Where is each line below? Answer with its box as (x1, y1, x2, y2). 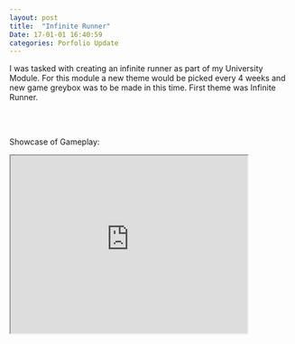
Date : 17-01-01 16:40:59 (9, 30, 103, 39)
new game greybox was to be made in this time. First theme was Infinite (9, 82, 277, 93)
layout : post (9, 13, 59, 23)
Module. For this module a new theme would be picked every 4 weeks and (9, 73, 286, 84)
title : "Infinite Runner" (9, 22, 111, 31)
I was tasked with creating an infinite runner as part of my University (9, 63, 263, 74)
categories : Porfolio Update (9, 38, 119, 48)
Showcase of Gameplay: (9, 136, 100, 147)
